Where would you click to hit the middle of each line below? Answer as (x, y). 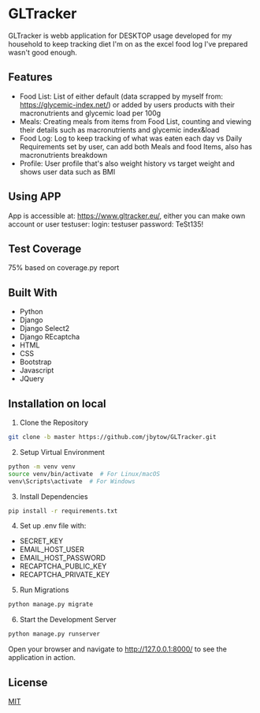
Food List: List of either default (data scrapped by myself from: (121, 96)
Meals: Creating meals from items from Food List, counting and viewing (136, 121)
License (28, 683)
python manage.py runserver (54, 634)
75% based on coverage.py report (64, 268)
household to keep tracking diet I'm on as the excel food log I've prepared (128, 43)
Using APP (35, 197)
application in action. (42, 658)
